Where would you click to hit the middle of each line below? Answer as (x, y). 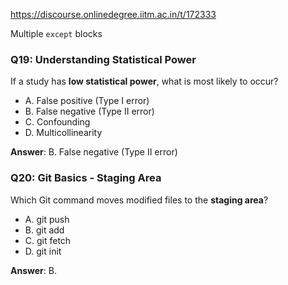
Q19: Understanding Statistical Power (103, 59)
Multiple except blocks (56, 33)
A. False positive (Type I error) (87, 101)
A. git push (47, 219)
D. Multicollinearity (63, 133)
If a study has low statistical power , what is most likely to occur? (144, 81)
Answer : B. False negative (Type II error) (94, 152)
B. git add (44, 230)
